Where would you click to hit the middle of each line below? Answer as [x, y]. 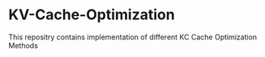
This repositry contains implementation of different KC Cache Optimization [133, 37]
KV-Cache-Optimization [92, 15]
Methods [24, 45]
